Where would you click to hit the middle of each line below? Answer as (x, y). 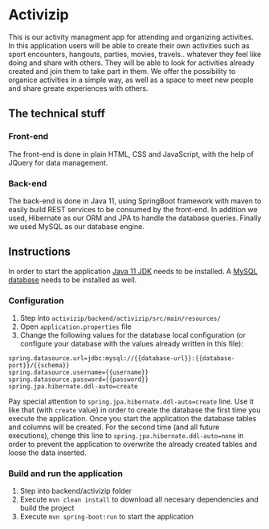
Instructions (39, 252)
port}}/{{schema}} (39, 366)
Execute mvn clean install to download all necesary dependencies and (139, 499)
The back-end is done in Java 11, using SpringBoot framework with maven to (135, 201)
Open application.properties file (76, 326)
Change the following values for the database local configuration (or (133, 335)
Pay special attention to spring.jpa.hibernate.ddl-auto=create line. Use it (131, 402)
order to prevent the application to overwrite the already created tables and (133, 445)
